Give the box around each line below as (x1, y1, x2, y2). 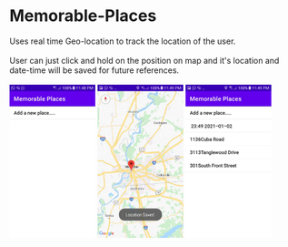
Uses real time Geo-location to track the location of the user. (9, 36, 236, 46)
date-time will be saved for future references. (9, 65, 180, 76)
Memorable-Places (9, 5, 157, 26)
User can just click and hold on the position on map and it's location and (9, 55, 280, 66)
